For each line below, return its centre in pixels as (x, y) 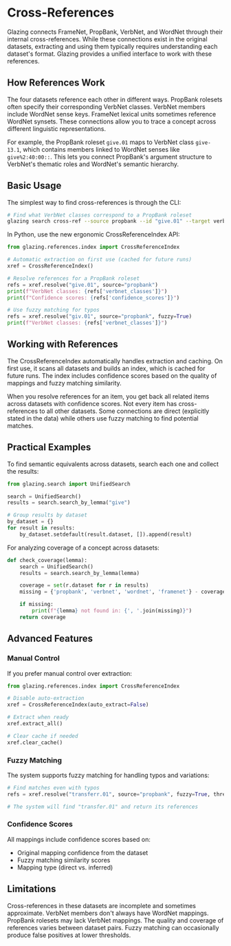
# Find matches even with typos (53, 787)
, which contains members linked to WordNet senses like (100, 149)
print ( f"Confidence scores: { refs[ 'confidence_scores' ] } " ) (93, 298)
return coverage (43, 617)
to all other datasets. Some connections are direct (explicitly (124, 411)
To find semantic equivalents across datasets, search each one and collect (113, 464)
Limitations (32, 889)
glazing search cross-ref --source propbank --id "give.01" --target (109, 221)
